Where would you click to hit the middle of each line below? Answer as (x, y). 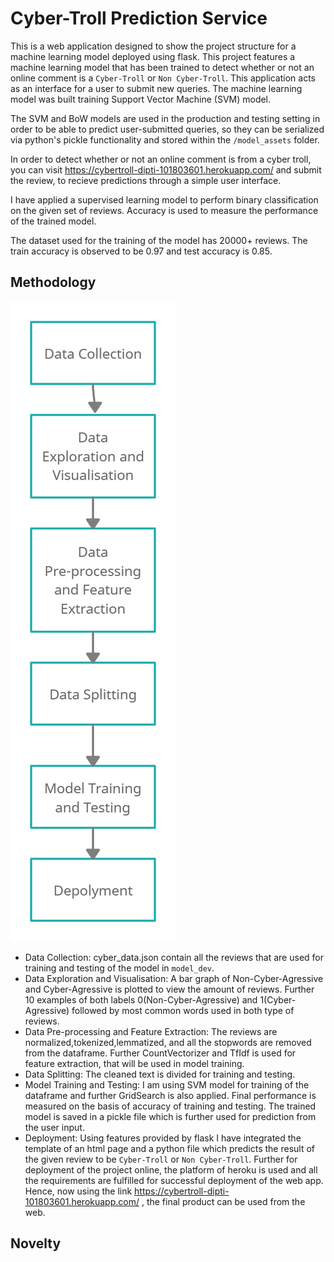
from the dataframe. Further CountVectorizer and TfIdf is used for (160, 1053)
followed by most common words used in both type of (183, 1010)
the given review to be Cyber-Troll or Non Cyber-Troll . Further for (161, 1159)
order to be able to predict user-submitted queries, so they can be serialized (167, 129)
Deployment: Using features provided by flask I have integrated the (163, 1138)
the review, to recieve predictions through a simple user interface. (146, 180)
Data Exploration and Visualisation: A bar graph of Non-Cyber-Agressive (174, 978)
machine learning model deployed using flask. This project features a (153, 56)
